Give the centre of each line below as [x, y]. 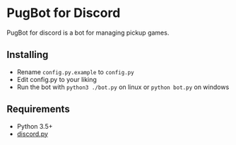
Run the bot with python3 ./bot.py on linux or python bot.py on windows [123, 87]
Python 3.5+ [35, 126]
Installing [28, 55]
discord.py [33, 134]
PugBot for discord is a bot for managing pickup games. [88, 33]
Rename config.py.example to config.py [76, 71]
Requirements [38, 109]
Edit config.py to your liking [57, 79]
